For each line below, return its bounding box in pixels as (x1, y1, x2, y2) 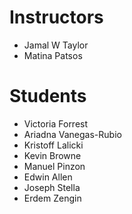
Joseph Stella (23, 181, 81, 193)
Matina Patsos (23, 49, 83, 61)
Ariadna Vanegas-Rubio (23, 128, 122, 140)
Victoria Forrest (23, 117, 89, 130)
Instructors (9, 6, 104, 29)
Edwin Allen (23, 171, 73, 183)
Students (9, 85, 87, 108)
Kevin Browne (23, 149, 82, 161)
